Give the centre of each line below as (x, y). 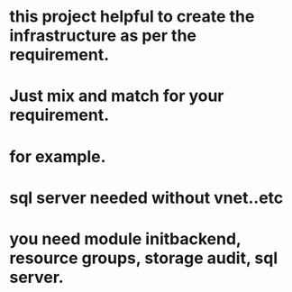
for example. (58, 156)
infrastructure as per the (103, 36)
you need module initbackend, (125, 238)
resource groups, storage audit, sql (143, 258)
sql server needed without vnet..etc (146, 198)
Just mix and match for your (117, 96)
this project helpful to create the (132, 17)
